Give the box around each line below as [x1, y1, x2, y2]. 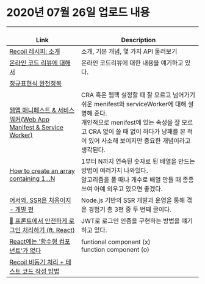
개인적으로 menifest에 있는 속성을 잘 [81, 118, 181, 126]
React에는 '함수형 [9, 237, 58, 246]
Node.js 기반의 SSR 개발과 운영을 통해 [81, 196, 185, 205]
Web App [23, 115, 50, 123]
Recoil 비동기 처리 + [9, 258, 64, 266]
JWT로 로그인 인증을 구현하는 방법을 [81, 216, 180, 225]
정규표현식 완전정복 [9, 79, 62, 87]
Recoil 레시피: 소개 [9, 47, 60, 56]
